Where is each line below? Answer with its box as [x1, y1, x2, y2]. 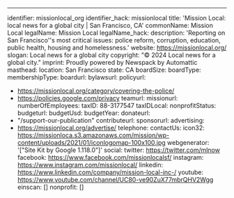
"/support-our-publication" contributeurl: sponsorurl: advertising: [17, 116, 205, 124]
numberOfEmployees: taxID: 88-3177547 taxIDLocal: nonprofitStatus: [17, 102, 217, 109]
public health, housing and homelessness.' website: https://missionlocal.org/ [7, 43, 227, 52]
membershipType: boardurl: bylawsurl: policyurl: [7, 73, 146, 81]
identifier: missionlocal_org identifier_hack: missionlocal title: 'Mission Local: [7, 14, 226, 22]
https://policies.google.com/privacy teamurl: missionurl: [17, 94, 178, 102]
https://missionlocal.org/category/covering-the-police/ [17, 86, 175, 95]
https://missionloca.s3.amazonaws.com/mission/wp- [17, 131, 170, 139]
